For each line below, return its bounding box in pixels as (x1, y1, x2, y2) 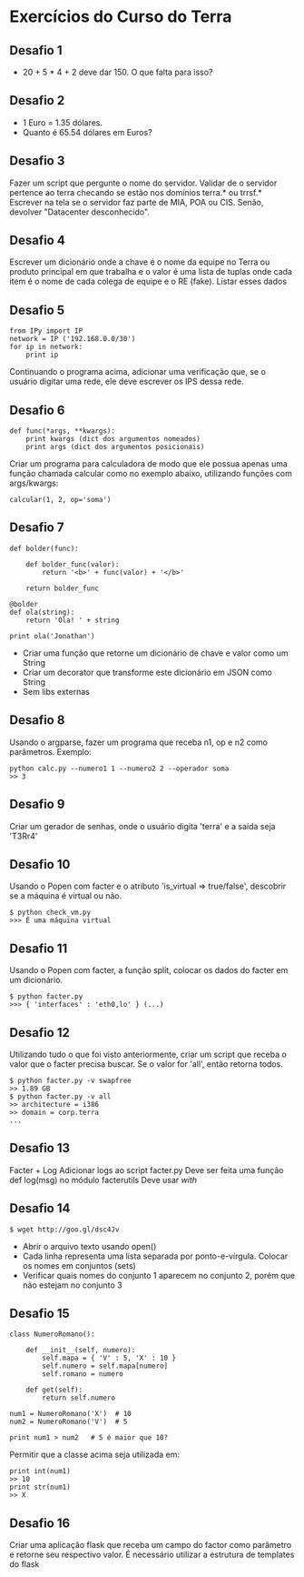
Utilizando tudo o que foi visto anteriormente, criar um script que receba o (9, 1049, 288, 1060)
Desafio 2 (9, 93, 65, 108)
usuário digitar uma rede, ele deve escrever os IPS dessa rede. (9, 376, 244, 387)
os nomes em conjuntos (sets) (22, 1260, 136, 1271)
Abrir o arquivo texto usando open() (22, 1241, 157, 1251)
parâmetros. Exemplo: (9, 746, 93, 757)
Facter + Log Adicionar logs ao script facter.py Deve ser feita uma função (9, 1164, 284, 1175)
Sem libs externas (22, 686, 91, 697)
